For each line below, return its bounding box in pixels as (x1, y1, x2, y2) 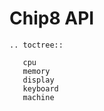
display (22, 75, 55, 85)
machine (22, 92, 55, 102)
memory (22, 66, 51, 76)
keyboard (22, 83, 59, 94)
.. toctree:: (9, 40, 64, 50)
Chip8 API (9, 7, 95, 30)
